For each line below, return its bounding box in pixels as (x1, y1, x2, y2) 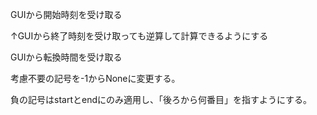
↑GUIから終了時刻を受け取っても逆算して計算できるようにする (10, 30, 269, 42)
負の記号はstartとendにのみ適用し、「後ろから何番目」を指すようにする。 (10, 94, 313, 105)
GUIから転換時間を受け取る (10, 51, 123, 63)
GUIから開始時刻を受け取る (10, 9, 123, 20)
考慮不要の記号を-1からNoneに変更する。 (10, 73, 181, 84)
